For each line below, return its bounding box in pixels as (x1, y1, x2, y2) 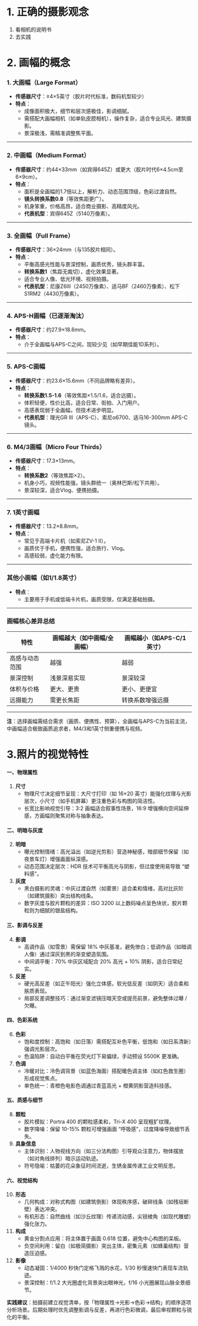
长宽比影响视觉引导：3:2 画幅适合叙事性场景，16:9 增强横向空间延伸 (24, 805, 189, 812)
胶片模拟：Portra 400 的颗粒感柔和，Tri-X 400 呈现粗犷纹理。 (24, 1118, 174, 1125)
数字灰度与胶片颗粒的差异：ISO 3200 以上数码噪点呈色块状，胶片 (24, 900, 183, 907)
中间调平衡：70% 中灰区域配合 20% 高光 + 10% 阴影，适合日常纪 (24, 957, 183, 965)
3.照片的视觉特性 (6, 748, 89, 761)
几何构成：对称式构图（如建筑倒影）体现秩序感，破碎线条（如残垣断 (24, 1198, 189, 1206)
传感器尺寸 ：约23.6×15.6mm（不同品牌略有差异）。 (15, 377, 139, 384)
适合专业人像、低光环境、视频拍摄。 (24, 276, 112, 283)
